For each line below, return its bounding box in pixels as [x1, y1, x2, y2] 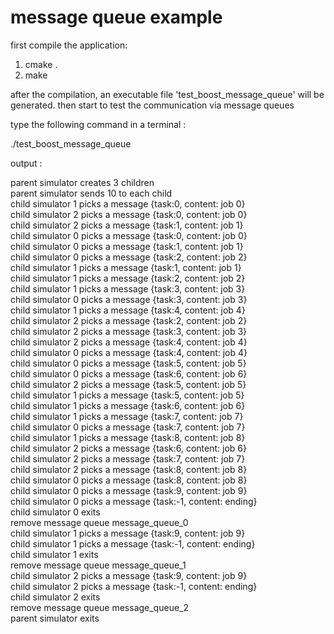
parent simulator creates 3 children [10, 176, 155, 188]
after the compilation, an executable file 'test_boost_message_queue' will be [10, 88, 325, 100]
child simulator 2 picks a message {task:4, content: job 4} [10, 336, 248, 348]
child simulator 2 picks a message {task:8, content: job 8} [10, 463, 248, 475]
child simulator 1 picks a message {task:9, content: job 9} [10, 527, 246, 539]
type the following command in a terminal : [10, 118, 187, 130]
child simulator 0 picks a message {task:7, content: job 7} [10, 421, 246, 433]
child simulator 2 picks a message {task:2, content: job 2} [10, 314, 248, 326]
